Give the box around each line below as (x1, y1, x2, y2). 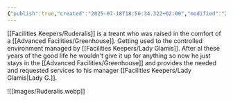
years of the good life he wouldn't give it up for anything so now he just (7, 51, 211, 60)
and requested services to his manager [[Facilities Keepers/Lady (7, 66, 192, 74)
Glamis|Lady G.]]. (7, 74, 58, 82)
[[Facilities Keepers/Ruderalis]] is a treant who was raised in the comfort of (7, 29, 222, 37)
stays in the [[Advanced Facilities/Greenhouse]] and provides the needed (7, 58, 217, 67)
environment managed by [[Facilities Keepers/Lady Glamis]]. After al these (7, 44, 221, 52)
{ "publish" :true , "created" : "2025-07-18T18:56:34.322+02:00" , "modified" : (7, 10, 222, 17)
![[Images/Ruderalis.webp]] (7, 87, 85, 95)
